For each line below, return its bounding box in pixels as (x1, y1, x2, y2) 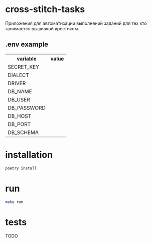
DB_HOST (8, 112, 32, 119)
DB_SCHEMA (8, 129, 39, 136)
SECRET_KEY (8, 63, 39, 70)
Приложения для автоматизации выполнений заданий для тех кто (5, 20, 147, 26)
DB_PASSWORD (8, 104, 46, 111)
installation (5, 149, 53, 160)
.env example (5, 40, 49, 49)
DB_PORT (8, 120, 31, 128)
